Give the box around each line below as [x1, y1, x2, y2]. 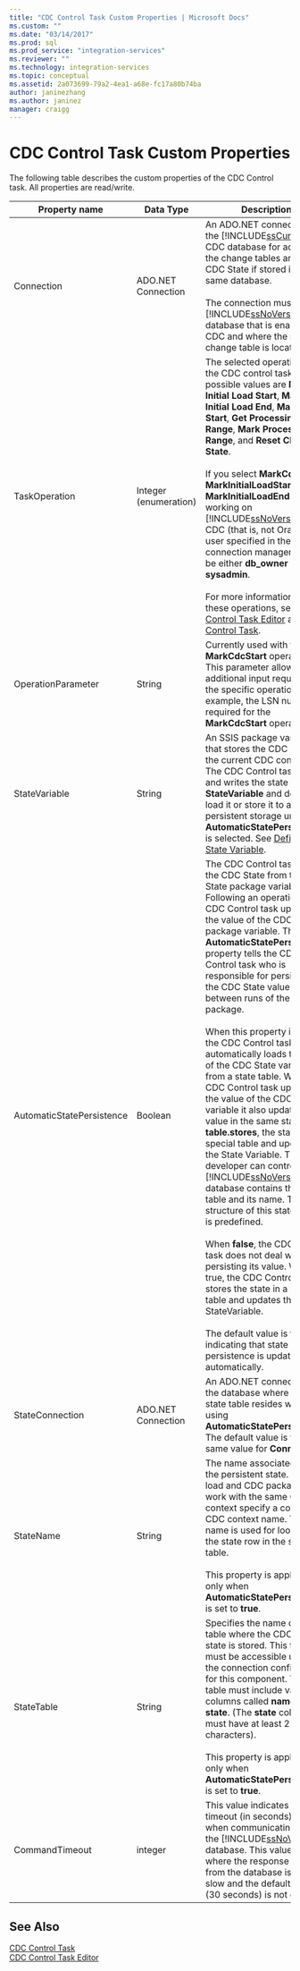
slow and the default [204, 1877, 291, 1890]
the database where [204, 1387, 289, 1400]
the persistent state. [204, 1468, 289, 1481]
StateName [13, 1530, 61, 1543]
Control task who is [204, 959, 287, 971]
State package [204, 880, 266, 892]
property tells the [204, 947, 278, 960]
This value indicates [204, 1799, 289, 1812]
